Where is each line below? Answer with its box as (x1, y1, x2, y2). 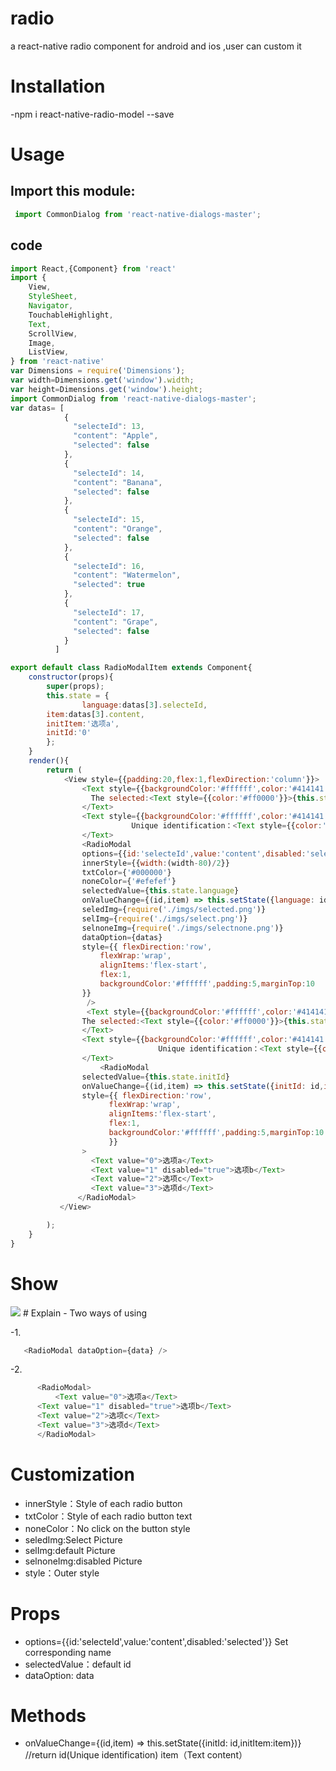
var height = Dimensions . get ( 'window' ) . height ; (10, 384, 203, 394)
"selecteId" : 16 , (73, 561, 145, 571)
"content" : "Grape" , (73, 617, 159, 627)
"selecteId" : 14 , (73, 468, 145, 478)
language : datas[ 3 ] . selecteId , (81, 700, 208, 710)
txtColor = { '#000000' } (81, 867, 172, 877)
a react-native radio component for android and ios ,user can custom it (10, 40, 302, 52)
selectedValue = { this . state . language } (81, 886, 240, 896)
